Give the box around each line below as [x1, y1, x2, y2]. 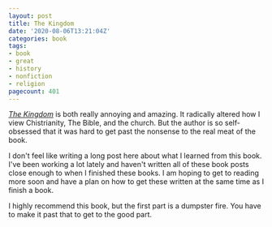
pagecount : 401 [8, 87, 60, 96]
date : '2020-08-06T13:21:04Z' [8, 27, 111, 35]
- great [8, 58, 35, 66]
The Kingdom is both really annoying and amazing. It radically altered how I [8, 109, 261, 119]
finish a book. [8, 186, 54, 195]
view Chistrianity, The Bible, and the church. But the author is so [8, 118, 223, 128]
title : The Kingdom [8, 19, 75, 28]
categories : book [8, 34, 67, 43]
